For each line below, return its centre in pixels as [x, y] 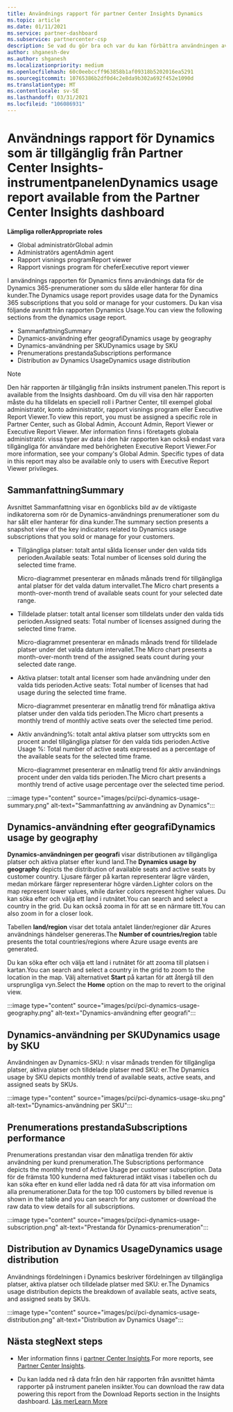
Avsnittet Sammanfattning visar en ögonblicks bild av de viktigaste [102, 507]
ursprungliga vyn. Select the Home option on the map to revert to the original [116, 985]
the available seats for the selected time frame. [84, 756]
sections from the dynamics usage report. [67, 317]
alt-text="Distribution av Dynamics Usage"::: [120, 1320]
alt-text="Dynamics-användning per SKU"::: [70, 1106]
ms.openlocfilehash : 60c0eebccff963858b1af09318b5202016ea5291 [101, 72]
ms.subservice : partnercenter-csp [57, 40]
